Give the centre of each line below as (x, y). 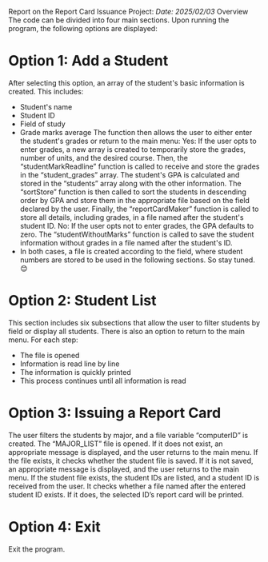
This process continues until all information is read (103, 381)
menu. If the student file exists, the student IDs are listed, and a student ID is (134, 477)
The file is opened (50, 355)
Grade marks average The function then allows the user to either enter (136, 132)
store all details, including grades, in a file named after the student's (132, 217)
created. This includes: (46, 91)
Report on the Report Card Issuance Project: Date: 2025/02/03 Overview (128, 12)
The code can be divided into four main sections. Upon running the (119, 20)
